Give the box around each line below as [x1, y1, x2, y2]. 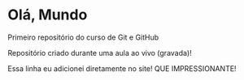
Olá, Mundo [7, 6, 88, 24]
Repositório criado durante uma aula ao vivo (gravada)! [7, 48, 192, 57]
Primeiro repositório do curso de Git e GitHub [7, 32, 159, 42]
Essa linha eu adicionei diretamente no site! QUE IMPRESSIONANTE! [7, 63, 237, 74]
